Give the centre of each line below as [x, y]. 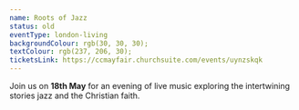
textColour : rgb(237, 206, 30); [71, 52]
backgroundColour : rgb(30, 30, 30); [79, 43]
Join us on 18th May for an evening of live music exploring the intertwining [149, 86]
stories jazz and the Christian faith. [75, 95]
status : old [32, 26]
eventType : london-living [58, 35]
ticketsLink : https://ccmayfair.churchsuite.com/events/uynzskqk [136, 60]
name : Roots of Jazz [49, 18]
